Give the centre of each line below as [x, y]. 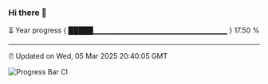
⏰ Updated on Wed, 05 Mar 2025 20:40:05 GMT [88, 56]
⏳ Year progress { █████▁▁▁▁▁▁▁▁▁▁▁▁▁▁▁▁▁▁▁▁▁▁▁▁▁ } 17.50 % [134, 30]
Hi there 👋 [28, 13]
